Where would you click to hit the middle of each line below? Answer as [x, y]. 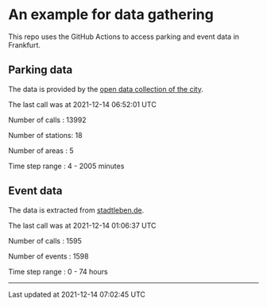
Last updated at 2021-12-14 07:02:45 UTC [77, 294]
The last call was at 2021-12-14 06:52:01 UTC [82, 104]
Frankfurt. [25, 44]
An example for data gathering [111, 15]
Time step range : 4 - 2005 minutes [66, 166]
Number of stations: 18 [45, 135]
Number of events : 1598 [48, 256]
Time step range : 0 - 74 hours [58, 271]
